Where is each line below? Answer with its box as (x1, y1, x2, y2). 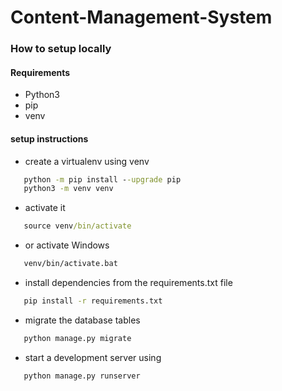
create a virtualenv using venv (24, 155, 150, 167)
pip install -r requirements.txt (23, 296, 163, 306)
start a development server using (24, 351, 162, 363)
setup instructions (10, 132, 89, 145)
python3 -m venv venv (23, 184, 114, 194)
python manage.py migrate (23, 333, 132, 343)
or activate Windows (24, 239, 110, 251)
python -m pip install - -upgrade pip (23, 174, 182, 185)
